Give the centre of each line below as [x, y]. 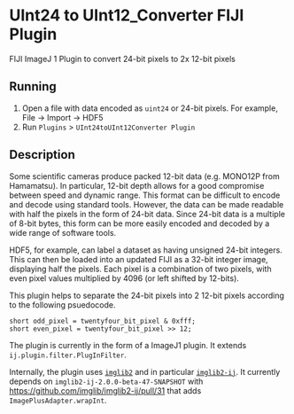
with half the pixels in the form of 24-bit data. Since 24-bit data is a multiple [147, 214]
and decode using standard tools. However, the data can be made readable [147, 204]
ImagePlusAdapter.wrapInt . [58, 400]
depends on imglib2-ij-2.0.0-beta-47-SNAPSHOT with [106, 381]
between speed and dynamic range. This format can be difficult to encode [145, 195]
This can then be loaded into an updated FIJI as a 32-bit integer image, [139, 259]
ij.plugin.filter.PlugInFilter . [68, 355]
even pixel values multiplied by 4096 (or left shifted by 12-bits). [124, 278]
